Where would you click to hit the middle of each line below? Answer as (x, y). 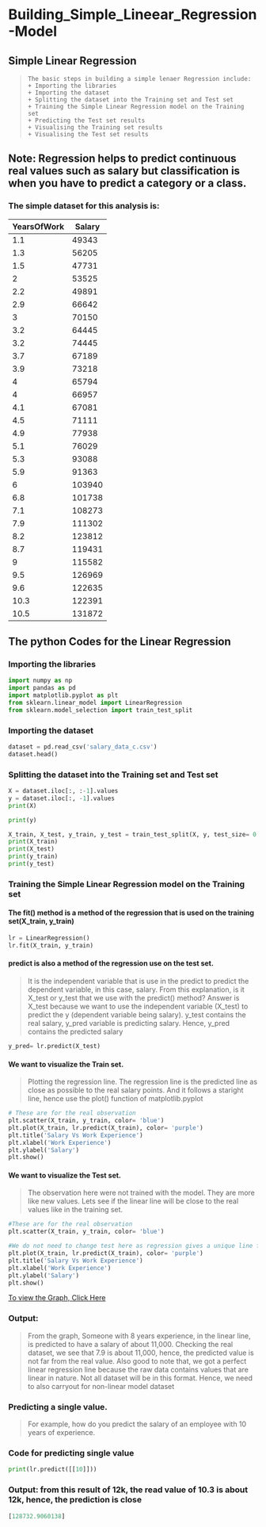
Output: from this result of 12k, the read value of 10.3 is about (128, 1490)
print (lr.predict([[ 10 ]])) (53, 1470)
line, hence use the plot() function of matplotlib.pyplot (115, 1099)
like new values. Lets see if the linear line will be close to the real (133, 1201)
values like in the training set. (75, 1210)
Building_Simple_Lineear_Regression (133, 15)
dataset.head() (33, 754)
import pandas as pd (42, 688)
